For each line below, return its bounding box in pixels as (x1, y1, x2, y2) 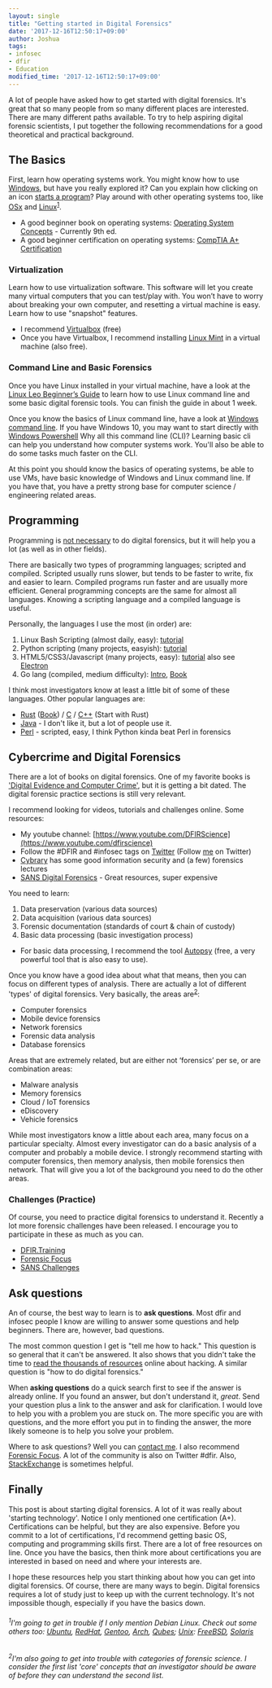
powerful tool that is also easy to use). (19, 955, 149, 965)
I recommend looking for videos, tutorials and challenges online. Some (8, 805, 244, 815)
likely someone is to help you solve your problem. (8, 1426, 175, 1436)
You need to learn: (8, 889, 71, 899)
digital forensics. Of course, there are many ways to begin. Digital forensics (8, 1580, 261, 1590)
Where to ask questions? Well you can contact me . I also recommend (8, 1442, 240, 1452)
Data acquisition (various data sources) (19, 913, 152, 923)
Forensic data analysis (19, 1031, 96, 1040)
